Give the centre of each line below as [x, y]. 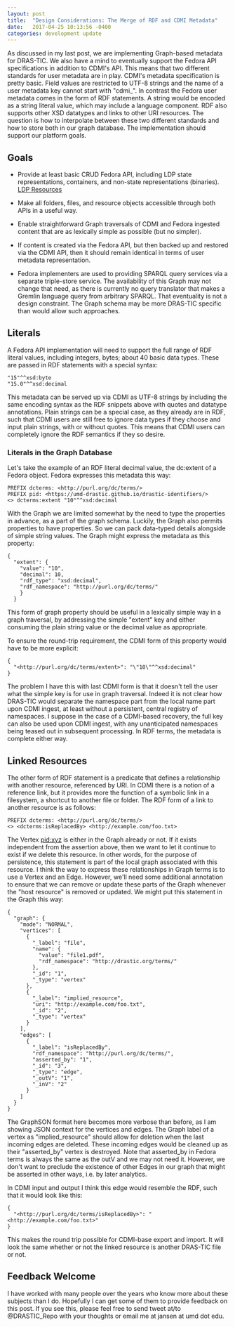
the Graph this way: [35, 899]
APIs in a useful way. [47, 211]
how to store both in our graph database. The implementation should [107, 128]
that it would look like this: [45, 1195]
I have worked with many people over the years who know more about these [118, 1293]
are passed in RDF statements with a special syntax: [82, 365]
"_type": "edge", [58, 1072]
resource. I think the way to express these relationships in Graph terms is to [116, 869]
